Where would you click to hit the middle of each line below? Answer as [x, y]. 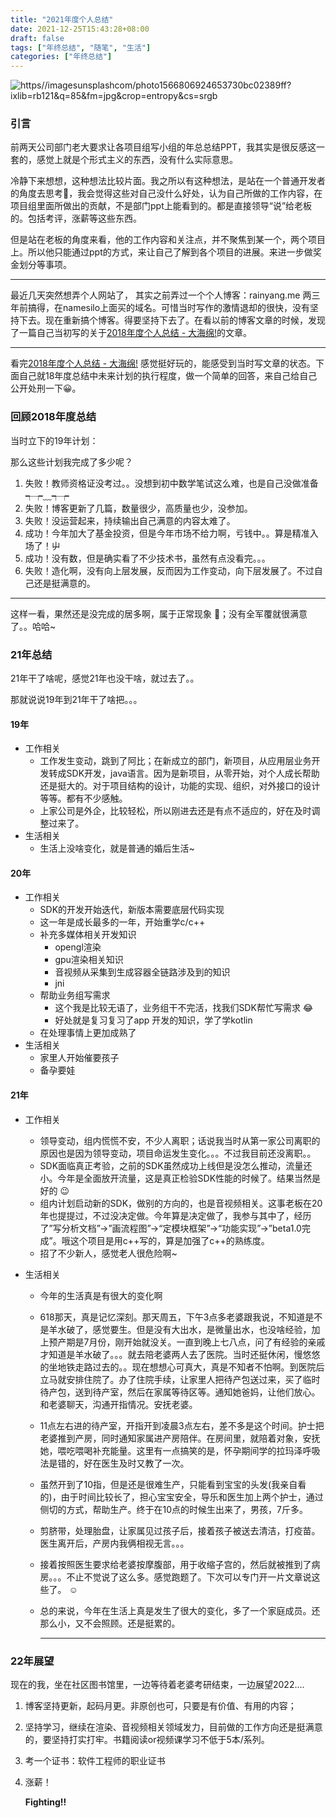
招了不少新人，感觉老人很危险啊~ [108, 1253]
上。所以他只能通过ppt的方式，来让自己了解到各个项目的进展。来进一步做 [161, 252]
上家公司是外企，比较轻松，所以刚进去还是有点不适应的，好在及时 [175, 811]
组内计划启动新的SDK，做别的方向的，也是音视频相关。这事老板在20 [181, 1203]
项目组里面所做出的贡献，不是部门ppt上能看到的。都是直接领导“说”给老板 [161, 206]
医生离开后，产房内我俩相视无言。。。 [114, 1543]
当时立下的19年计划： [54, 440]
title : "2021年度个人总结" [62, 19]
